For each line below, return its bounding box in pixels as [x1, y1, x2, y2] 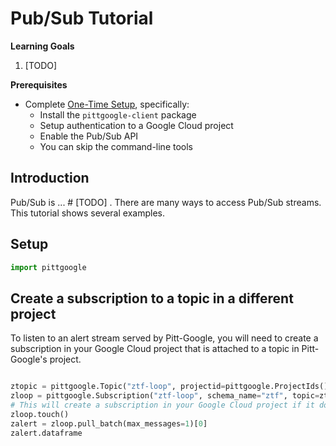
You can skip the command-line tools [39, 140, 193, 152]
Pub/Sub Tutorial [10, 7, 154, 30]
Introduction [10, 170, 90, 187]
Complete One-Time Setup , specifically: [24, 98, 190, 110]
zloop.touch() [10, 409, 70, 419]
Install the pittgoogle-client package [39, 108, 197, 121]
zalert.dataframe [10, 428, 83, 438]
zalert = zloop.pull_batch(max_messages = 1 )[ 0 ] [10, 418, 208, 429]
